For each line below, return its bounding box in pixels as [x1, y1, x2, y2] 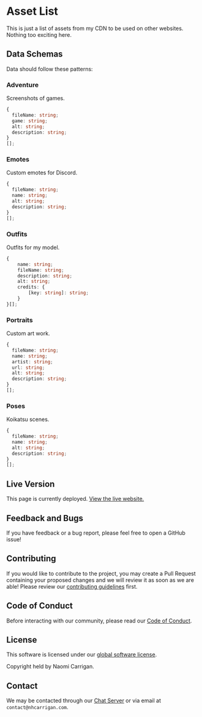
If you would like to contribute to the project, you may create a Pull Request [6, 570, 196, 577]
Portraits [6, 316, 33, 324]
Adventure [6, 80, 39, 89]
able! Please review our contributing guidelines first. [6, 583, 138, 590]
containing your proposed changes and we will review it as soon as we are [6, 576, 195, 584]
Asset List [6, 4, 58, 18]
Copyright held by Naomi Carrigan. [6, 663, 94, 670]
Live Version [6, 479, 55, 489]
